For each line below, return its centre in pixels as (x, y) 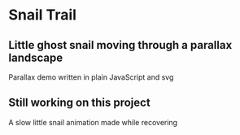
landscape (36, 57)
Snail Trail (43, 15)
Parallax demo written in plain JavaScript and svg (91, 77)
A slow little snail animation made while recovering (93, 122)
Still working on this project (79, 103)
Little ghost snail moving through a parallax (120, 45)
